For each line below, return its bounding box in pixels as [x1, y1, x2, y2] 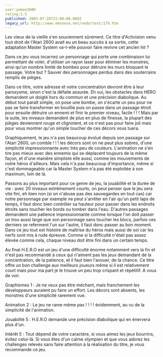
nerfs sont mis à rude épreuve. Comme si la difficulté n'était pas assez [5, 232, 146, 238]
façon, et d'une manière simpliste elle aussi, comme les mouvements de [5, 155, 150, 161]
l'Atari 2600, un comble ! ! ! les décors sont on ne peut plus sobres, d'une [5, 140, 152, 146]
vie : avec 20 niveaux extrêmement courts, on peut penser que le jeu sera [5, 186, 153, 191]
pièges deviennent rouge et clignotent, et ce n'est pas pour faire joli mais [5, 120, 152, 126]
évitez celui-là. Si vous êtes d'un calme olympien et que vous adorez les [5, 337, 150, 342]
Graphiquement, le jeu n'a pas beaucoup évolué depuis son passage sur [5, 135, 150, 141]
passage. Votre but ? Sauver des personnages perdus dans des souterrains [5, 69, 157, 75]
